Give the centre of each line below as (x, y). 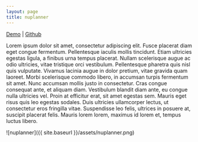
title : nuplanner (27, 17)
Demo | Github (24, 34)
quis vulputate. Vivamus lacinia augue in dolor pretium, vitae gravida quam (97, 70)
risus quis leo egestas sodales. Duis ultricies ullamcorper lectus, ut (87, 102)
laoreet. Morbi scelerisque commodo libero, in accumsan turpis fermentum (97, 77)
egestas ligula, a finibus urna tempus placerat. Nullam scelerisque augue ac (98, 58)
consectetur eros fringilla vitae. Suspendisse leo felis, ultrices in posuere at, (98, 108)
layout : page (22, 12)
